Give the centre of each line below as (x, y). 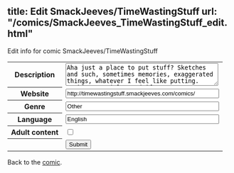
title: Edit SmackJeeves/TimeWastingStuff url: (112, 12)
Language (34, 120)
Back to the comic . (35, 162)
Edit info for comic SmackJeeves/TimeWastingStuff (83, 51)
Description (35, 75)
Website (35, 94)
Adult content (35, 133)
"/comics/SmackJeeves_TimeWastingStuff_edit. (117, 23)
